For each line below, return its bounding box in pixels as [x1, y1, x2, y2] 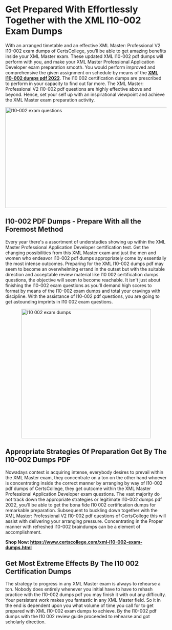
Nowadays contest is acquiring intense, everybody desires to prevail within [5, 469, 164, 475]
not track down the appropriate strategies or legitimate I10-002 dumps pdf [5, 496, 162, 502]
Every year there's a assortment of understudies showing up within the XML [5, 238, 166, 245]
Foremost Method [5, 225, 63, 234]
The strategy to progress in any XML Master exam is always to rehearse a [5, 581, 161, 587]
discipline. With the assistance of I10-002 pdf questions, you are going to [5, 293, 160, 299]
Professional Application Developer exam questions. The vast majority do [5, 491, 160, 497]
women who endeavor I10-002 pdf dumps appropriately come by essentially [5, 255, 166, 261]
